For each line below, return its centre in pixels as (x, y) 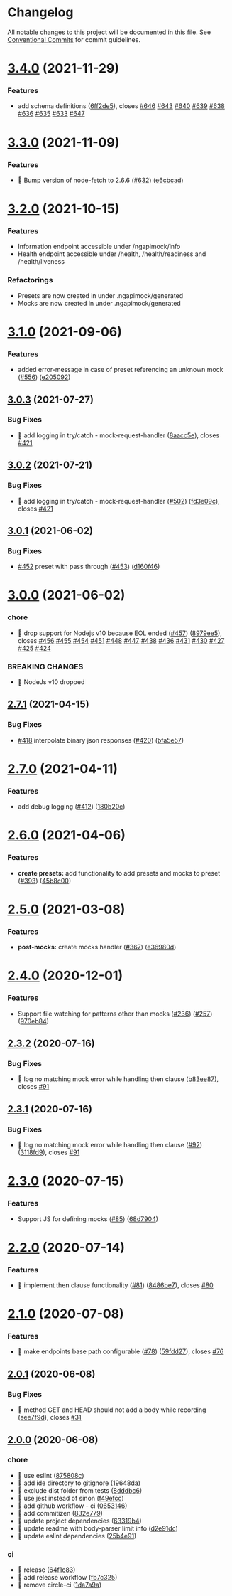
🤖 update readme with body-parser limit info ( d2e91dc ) (98, 1528)
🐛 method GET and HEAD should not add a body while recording (112, 1410)
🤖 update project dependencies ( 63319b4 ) (79, 1521)
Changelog (40, 12)
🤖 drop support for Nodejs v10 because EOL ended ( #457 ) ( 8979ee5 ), (120, 633)
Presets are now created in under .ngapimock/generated (100, 295)
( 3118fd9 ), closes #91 (49, 1152)
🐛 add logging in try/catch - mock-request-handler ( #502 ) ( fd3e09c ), (118, 501)
